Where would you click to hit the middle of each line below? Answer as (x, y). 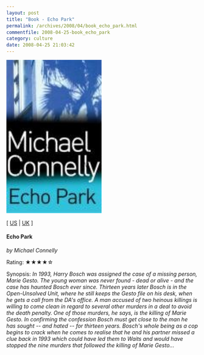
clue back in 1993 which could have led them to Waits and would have (95, 339)
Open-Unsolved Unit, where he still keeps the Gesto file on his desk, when (100, 293)
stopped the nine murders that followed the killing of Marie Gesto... (90, 345)
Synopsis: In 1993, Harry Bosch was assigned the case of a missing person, (102, 274)
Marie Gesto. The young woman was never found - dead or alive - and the (100, 280)
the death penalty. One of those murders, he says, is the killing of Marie (97, 313)
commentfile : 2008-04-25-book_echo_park (58, 32)
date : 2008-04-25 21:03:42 (40, 45)
